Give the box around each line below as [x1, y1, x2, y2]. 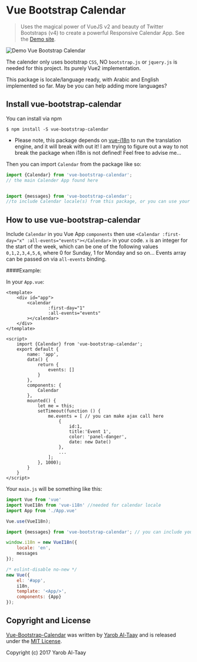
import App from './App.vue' [6, 507, 77, 514]
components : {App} [16, 594, 62, 600]
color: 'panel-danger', [69, 434, 127, 440]
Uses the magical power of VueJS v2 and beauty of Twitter [20, 23, 164, 30]
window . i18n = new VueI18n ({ [6, 540, 77, 545]
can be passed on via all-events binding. [6, 255, 107, 262]
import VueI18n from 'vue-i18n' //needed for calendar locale [6, 502, 161, 508]
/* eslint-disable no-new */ [6, 566, 77, 573]
